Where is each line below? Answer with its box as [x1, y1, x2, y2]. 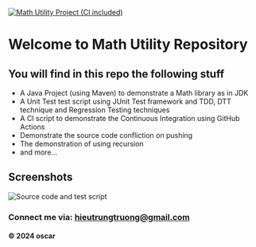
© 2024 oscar [8, 231, 56, 241]
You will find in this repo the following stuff [8, 67, 225, 80]
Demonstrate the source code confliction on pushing [19, 131, 193, 139]
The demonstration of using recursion [19, 139, 145, 148]
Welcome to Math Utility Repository [8, 36, 248, 53]
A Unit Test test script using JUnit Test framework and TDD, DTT [19, 96, 232, 106]
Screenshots [8, 171, 73, 184]
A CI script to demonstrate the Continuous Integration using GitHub [19, 114, 240, 123]
